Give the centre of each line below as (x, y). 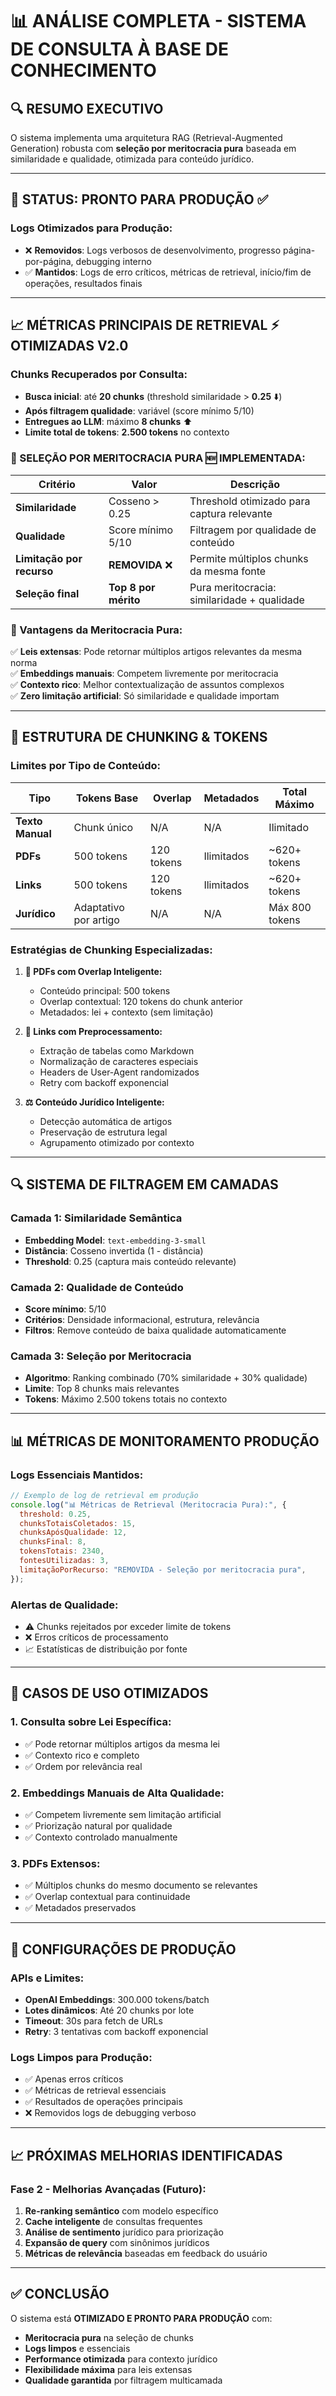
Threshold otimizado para (250, 501)
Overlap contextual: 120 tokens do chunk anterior (141, 1001)
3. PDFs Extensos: (55, 1863)
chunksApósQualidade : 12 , (73, 1533)
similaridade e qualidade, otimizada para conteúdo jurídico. (132, 159)
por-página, (49, 261)
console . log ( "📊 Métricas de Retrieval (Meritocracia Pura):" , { (148, 1504)
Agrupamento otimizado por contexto (117, 1142)
